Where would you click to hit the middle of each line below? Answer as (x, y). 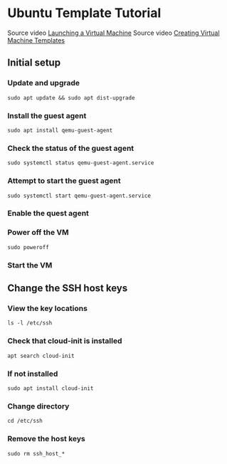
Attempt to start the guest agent (64, 181)
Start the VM (30, 265)
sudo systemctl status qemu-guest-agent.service (81, 163)
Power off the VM (38, 233)
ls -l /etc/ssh (30, 323)
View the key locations (47, 308)
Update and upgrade (44, 83)
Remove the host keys (46, 439)
